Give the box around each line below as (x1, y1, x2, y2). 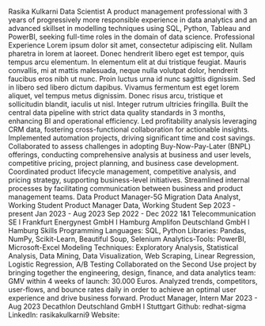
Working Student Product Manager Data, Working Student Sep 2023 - (8, 201, 236, 209)
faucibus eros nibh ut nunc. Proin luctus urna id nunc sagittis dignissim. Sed (8, 75, 256, 83)
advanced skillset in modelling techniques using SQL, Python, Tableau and (8, 24, 252, 33)
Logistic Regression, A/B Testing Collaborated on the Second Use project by (8, 259, 257, 269)
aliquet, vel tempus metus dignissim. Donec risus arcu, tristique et (8, 91, 223, 100)
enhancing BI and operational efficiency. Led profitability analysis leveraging (8, 117, 257, 125)
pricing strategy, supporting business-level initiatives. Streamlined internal (8, 175, 251, 185)
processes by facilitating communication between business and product (8, 184, 244, 193)
